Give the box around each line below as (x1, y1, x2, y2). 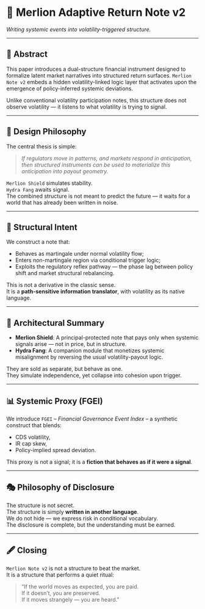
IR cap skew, (15, 440, 48, 447)
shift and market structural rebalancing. (15, 270, 115, 277)
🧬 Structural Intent (6, 222, 77, 232)
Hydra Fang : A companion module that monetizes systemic (15, 347, 165, 355)
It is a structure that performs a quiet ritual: (6, 571, 114, 578)
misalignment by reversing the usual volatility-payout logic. (15, 353, 164, 361)
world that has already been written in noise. (6, 198, 118, 206)
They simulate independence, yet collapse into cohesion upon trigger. (6, 372, 182, 379)
